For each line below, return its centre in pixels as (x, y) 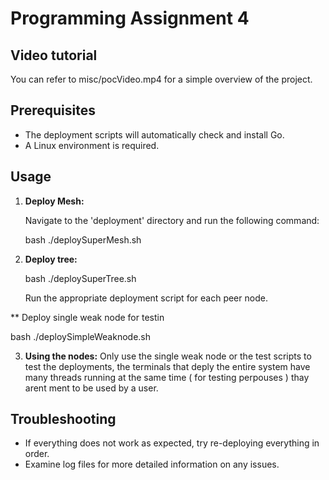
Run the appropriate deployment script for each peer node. (146, 298)
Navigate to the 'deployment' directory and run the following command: (172, 220)
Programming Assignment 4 (130, 18)
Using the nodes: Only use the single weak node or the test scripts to (168, 356)
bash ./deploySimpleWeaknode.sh (81, 336)
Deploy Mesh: (54, 201)
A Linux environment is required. (92, 145)
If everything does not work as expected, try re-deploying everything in (172, 443)
